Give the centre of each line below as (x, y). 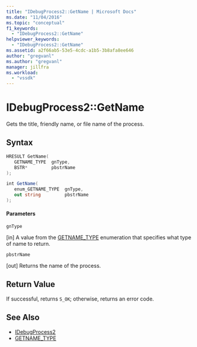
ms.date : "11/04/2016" (34, 17)
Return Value (31, 284)
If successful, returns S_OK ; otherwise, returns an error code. (80, 299)
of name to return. (28, 244)
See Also (23, 318)
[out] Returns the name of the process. (54, 266)
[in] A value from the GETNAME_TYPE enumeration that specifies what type (99, 237)
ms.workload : (22, 73)
